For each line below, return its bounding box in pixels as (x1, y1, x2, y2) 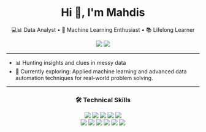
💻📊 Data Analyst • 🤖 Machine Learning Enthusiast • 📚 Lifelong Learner (11, 26, 195, 33)
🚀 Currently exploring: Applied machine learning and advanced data (15, 67, 187, 75)
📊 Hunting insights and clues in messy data (15, 59, 126, 66)
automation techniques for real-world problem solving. (15, 74, 153, 81)
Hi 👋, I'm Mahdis (61, 5, 145, 20)
